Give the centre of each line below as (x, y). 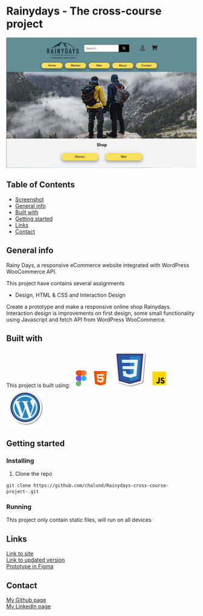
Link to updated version (36, 560)
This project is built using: (38, 386)
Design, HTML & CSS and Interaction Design (70, 295)
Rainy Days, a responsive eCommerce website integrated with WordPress (98, 265)
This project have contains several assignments (66, 283)
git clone (19, 486)
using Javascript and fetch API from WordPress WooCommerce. (86, 319)
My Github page (26, 600)
